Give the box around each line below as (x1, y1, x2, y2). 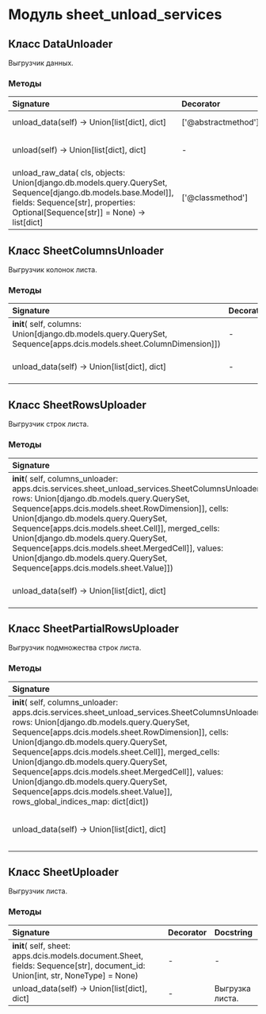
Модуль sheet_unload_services (8, 6, 222, 24)
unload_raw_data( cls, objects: (12, 167, 125, 179)
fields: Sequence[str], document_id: (12, 960, 146, 971)
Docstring (214, 927, 253, 938)
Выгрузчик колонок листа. (8, 265, 97, 275)
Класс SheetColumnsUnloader (8, 244, 165, 257)
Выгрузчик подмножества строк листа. (8, 643, 142, 652)
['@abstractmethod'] (181, 117, 260, 128)
